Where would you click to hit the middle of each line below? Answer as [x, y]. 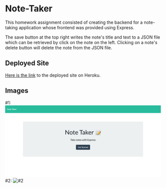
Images [17, 91]
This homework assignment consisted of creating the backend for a [74, 22]
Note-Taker [29, 9]
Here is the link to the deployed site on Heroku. [53, 75]
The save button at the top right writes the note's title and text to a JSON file [83, 37]
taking [12, 27]
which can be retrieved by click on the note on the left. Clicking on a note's [81, 42]
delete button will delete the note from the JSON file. [59, 47]
